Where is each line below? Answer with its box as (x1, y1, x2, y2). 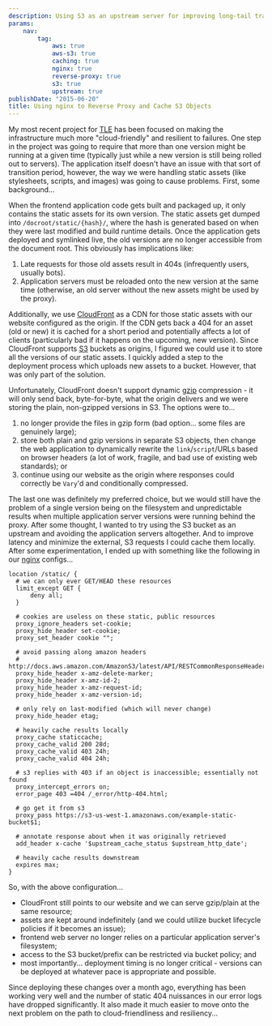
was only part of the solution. (8, 370, 106, 379)
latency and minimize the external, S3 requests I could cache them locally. (8, 537, 256, 547)
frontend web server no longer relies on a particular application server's (19, 933, 261, 943)
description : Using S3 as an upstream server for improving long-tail (8, 11, 252, 20)
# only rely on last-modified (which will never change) (15, 705, 212, 713)
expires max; (15, 861, 60, 870)
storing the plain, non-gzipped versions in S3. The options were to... (8, 403, 236, 413)
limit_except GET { (15, 584, 82, 592)
